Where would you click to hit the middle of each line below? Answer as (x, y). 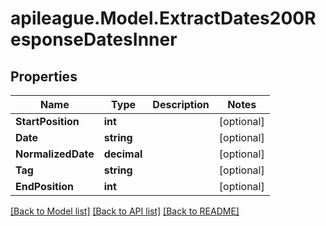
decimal (123, 154)
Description (181, 104)
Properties (44, 76)
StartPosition (47, 121)
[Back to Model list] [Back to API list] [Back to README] (125, 211)
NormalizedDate (55, 154)
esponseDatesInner (94, 39)
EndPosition (45, 186)
